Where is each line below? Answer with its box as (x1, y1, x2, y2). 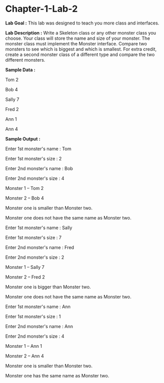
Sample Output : (5, 135, 41, 142)
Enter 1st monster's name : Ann (5, 304, 71, 310)
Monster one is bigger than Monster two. (5, 284, 91, 290)
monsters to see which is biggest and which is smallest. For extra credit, (5, 46, 157, 52)
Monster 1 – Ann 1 (5, 343, 42, 349)
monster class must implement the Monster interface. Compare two (5, 40, 147, 46)
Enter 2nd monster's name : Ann (5, 323, 73, 329)
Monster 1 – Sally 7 (5, 264, 45, 270)
